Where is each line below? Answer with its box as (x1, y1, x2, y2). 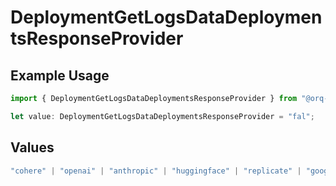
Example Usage (10, 67, 110, 84)
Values (10, 139, 55, 156)
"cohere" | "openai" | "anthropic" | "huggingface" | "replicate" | (10, 166, 302, 176)
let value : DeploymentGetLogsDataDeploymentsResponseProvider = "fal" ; (10, 111, 315, 121)
